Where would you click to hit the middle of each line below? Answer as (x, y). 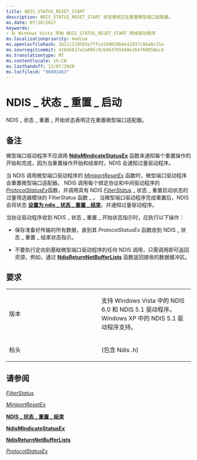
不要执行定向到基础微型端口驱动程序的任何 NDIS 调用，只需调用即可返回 (102, 250)
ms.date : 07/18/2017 (31, 22)
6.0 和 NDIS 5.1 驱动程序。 (139, 309)
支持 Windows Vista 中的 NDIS (143, 301)
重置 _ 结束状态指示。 (51, 237)
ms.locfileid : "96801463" (38, 72)
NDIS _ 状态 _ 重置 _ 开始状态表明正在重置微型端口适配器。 (77, 120)
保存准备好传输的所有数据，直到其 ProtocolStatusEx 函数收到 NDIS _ (97, 230)
